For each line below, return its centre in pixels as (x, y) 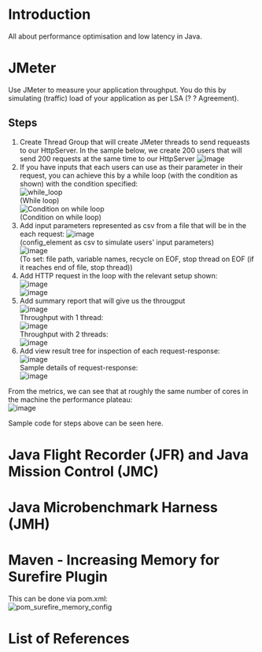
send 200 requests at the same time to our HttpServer (107, 158)
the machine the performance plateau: (70, 400)
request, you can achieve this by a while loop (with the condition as (129, 175)
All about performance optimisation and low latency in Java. (105, 36)
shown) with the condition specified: (79, 183)
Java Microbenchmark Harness (113, 508)
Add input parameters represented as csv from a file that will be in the (133, 225)
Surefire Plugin (58, 577)
